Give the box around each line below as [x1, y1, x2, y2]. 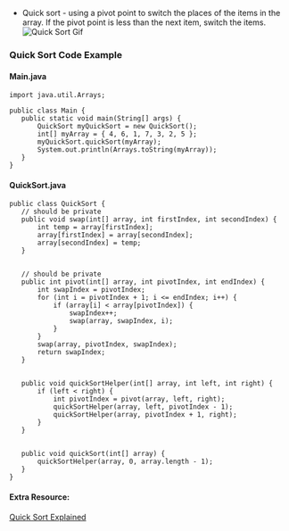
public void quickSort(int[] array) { [21, 450, 166, 459]
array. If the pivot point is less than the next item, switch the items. [21, 17, 266, 28]
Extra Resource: [9, 491, 70, 502]
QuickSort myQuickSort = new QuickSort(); [37, 122, 198, 131]
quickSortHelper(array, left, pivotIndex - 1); [53, 402, 234, 411]
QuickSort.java [9, 179, 67, 190]
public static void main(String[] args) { [21, 114, 181, 123]
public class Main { [9, 106, 87, 115]
